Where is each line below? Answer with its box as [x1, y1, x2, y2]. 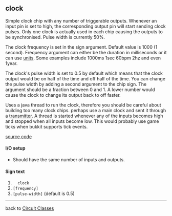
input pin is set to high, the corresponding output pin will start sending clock [5, 23, 166, 29]
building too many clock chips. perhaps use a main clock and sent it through [5, 107, 166, 113]
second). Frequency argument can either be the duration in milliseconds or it [5, 49, 167, 55]
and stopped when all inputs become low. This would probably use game [5, 118, 159, 124]
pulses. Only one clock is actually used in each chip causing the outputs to [5, 28, 163, 35]
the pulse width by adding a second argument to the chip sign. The [5, 81, 147, 87]
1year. [5, 60, 18, 66]
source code [5, 133, 32, 140]
